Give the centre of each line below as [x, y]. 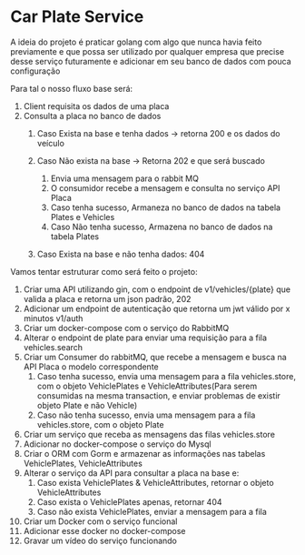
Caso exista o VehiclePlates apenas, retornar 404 [129, 501]
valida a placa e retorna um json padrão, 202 [107, 298]
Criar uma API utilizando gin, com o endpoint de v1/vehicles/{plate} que [157, 289]
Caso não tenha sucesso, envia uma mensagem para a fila [146, 415]
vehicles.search [53, 347]
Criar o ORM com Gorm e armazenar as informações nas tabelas [144, 453]
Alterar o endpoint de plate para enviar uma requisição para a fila [145, 338]
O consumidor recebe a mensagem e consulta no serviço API [165, 187]
